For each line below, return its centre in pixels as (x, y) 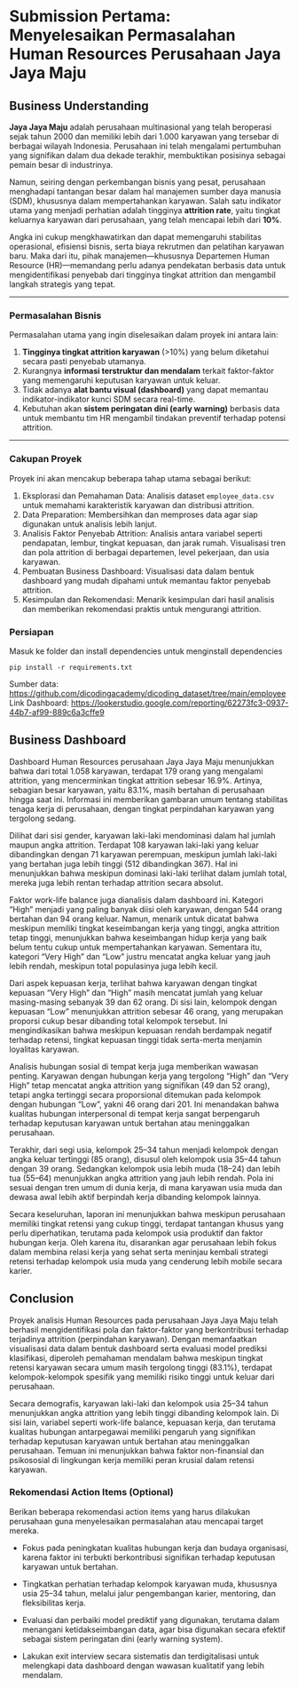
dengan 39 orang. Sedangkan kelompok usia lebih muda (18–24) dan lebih (145, 1168)
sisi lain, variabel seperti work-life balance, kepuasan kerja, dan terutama (143, 1422)
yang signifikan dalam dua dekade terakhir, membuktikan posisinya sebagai (147, 155)
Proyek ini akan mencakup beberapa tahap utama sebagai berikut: (130, 478)
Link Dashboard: (39, 703)
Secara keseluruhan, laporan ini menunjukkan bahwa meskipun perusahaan (147, 1214)
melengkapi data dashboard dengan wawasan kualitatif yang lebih (143, 1665)
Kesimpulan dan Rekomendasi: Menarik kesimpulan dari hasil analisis (148, 599)
